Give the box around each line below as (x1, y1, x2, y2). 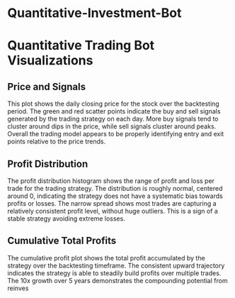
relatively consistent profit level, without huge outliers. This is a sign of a (7, 207, 218, 215)
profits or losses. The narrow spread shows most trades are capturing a (7, 199, 217, 207)
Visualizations (7, 53, 93, 69)
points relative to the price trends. (7, 137, 106, 146)
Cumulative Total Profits (7, 235, 117, 247)
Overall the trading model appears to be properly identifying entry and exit (7, 130, 224, 138)
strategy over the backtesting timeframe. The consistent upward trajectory (7, 261, 225, 270)
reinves (7, 284, 29, 292)
